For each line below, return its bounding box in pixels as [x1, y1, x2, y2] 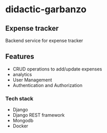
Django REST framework [12, 112, 65, 118]
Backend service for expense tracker [5, 37, 83, 43]
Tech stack [5, 95, 33, 102]
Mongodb [12, 118, 34, 124]
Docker [12, 123, 29, 129]
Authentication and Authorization [12, 82, 83, 88]
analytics [12, 71, 32, 77]
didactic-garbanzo [5, 4, 87, 15]
